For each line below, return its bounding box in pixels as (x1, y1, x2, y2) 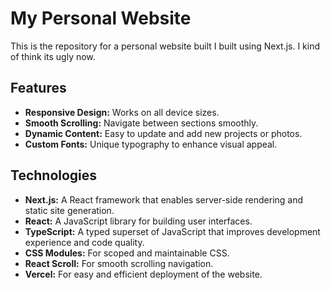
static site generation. (24, 204, 115, 216)
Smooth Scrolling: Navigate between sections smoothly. (24, 117, 259, 129)
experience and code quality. (24, 236, 145, 248)
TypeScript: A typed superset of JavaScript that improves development (24, 225, 321, 237)
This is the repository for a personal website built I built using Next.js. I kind (10, 40, 321, 52)
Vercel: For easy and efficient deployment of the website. (24, 268, 263, 280)
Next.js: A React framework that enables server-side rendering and (24, 193, 304, 206)
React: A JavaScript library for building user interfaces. (24, 215, 253, 227)
